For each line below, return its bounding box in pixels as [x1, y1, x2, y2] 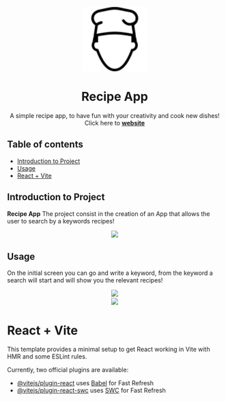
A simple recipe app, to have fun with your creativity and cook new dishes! [10, 111, 220, 119]
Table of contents [7, 138, 83, 150]
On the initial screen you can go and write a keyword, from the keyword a [7, 269, 213, 277]
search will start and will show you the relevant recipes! [7, 276, 163, 284]
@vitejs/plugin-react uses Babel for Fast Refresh [16, 379, 154, 387]
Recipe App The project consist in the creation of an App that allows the [7, 209, 210, 218]
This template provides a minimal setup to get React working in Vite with [7, 345, 210, 354]
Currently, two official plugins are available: [7, 366, 129, 374]
